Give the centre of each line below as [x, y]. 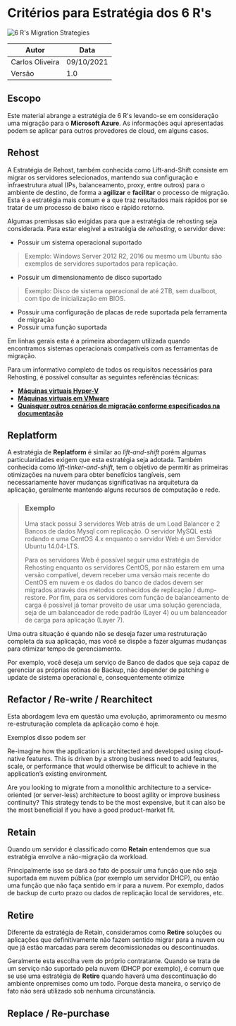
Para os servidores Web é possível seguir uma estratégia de [112, 560]
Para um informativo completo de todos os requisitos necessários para [110, 370]
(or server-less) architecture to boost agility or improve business [126, 795]
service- [199, 788]
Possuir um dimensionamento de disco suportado [89, 277]
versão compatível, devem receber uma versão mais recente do [117, 574]
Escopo [24, 99]
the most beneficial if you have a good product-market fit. [91, 810]
